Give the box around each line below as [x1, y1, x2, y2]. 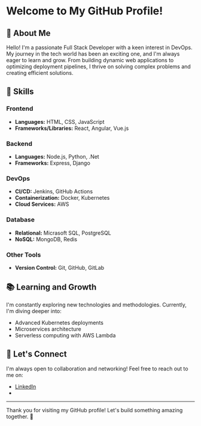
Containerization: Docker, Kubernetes [14, 194, 110, 202]
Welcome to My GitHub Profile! [6, 4, 163, 18]
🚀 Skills [6, 87, 34, 97]
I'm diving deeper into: [6, 307, 62, 315]
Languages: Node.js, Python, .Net [14, 153, 100, 160]
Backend [6, 139, 33, 148]
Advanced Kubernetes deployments [14, 319, 103, 326]
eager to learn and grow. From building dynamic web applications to [6, 57, 174, 63]
